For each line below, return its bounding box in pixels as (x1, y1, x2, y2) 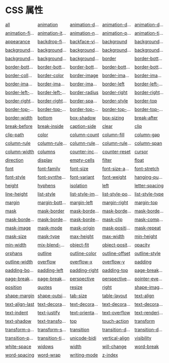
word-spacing (5, 352, 34, 358)
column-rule (5, 140, 31, 146)
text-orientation (69, 309, 102, 315)
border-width (5, 114, 33, 120)
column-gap (134, 132, 160, 138)
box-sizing (102, 114, 124, 120)
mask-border (37, 208, 64, 214)
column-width (5, 149, 34, 155)
